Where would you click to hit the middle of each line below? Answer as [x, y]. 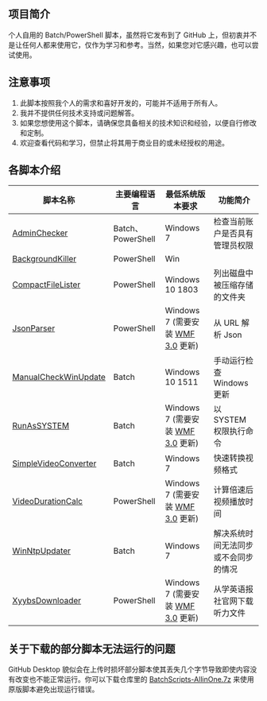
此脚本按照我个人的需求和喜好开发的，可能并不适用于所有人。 [121, 103]
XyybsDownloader [47, 601]
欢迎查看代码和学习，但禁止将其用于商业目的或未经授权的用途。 [124, 142]
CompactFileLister [46, 285]
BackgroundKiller [44, 259]
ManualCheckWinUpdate [59, 378]
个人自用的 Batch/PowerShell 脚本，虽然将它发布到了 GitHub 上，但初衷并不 [133, 35]
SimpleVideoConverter [54, 463]
